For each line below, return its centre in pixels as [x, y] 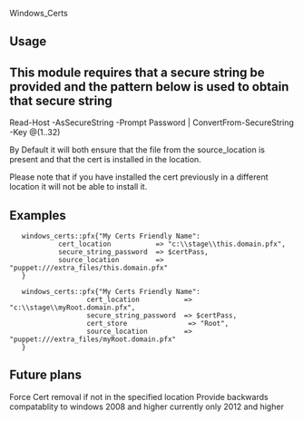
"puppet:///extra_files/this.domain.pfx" [89, 268]
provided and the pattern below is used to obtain [149, 87]
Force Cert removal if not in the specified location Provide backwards [139, 397]
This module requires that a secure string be [137, 72]
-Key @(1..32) [35, 132]
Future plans [45, 375]
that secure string [61, 100]
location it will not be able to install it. [78, 187]
